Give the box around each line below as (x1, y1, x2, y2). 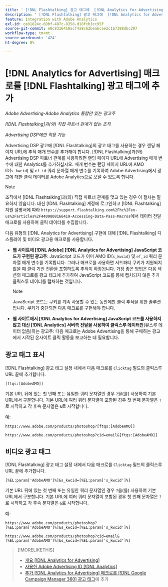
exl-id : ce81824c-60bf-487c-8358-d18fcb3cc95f (5, 21, 104, 27)
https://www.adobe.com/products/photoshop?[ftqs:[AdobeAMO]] (5, 424, 135, 429)
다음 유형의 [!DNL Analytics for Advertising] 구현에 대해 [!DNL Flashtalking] (5, 229, 156, 236)
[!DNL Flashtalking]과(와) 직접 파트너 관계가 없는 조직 (5, 121, 111, 127)
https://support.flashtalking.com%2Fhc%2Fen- (40, 207, 137, 212)
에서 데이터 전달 (130, 213, 161, 219)
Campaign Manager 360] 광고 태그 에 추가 (24, 576, 109, 582)
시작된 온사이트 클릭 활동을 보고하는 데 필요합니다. (21, 334, 119, 340)
